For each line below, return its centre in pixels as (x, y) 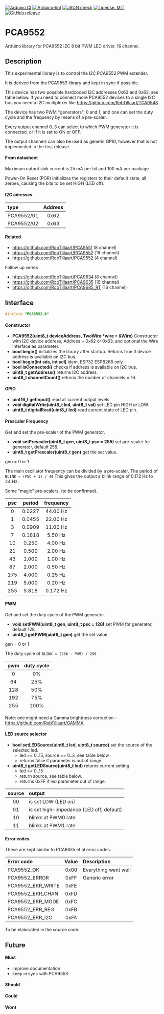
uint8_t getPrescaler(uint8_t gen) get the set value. (65, 452)
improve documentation (36, 968)
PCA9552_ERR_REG (31, 910)
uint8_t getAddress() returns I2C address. (55, 372)
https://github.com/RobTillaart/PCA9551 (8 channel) (64, 248)
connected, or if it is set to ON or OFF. (43, 132)
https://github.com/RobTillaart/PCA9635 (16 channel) (66, 282)
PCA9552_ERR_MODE (33, 901)
